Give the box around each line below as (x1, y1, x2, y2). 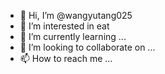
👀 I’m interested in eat (19, 20, 110, 32)
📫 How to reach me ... (19, 53, 113, 64)
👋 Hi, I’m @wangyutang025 (19, 10, 133, 21)
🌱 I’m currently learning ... (19, 31, 127, 42)
